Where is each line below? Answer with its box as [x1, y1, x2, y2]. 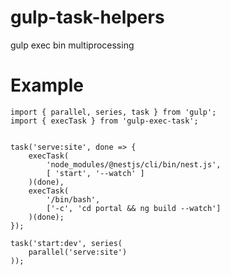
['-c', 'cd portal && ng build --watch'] [46, 203, 222, 213]
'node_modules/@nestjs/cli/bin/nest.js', [46, 159, 222, 170]
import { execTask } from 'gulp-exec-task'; [10, 116, 199, 126]
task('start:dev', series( [10, 238, 123, 248]
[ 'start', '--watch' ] [46, 168, 145, 178]
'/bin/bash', [46, 194, 101, 205]
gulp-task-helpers [10, 6, 165, 29]
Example [10, 74, 84, 97]
